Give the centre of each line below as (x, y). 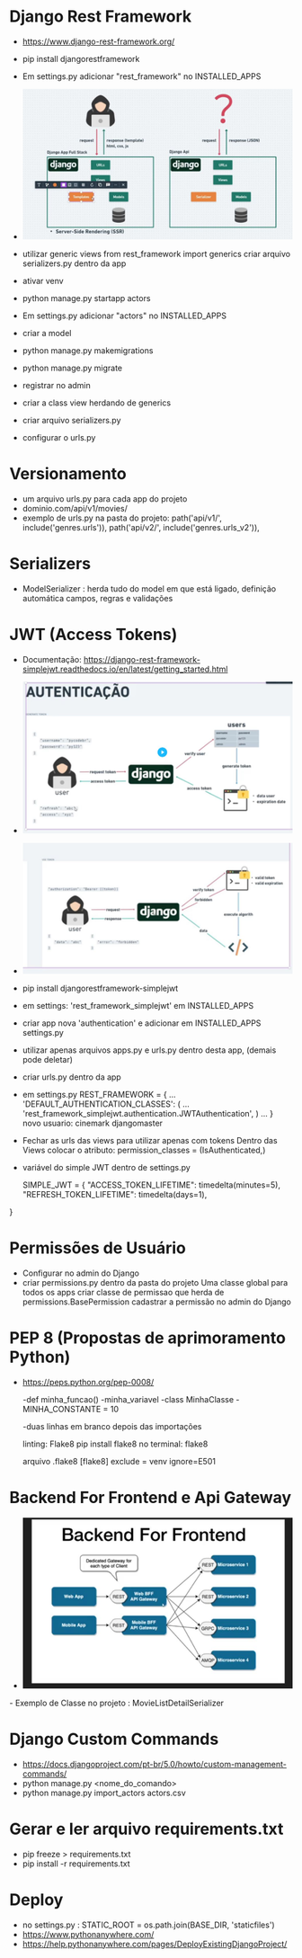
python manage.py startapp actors (86, 298)
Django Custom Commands (114, 1739)
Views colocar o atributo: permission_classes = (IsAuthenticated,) (144, 1150)
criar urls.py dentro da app (71, 1077)
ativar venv (43, 280)
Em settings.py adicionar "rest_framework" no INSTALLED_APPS (142, 76)
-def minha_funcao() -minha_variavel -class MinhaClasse (128, 1399)
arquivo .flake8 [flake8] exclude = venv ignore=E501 (119, 1461)
